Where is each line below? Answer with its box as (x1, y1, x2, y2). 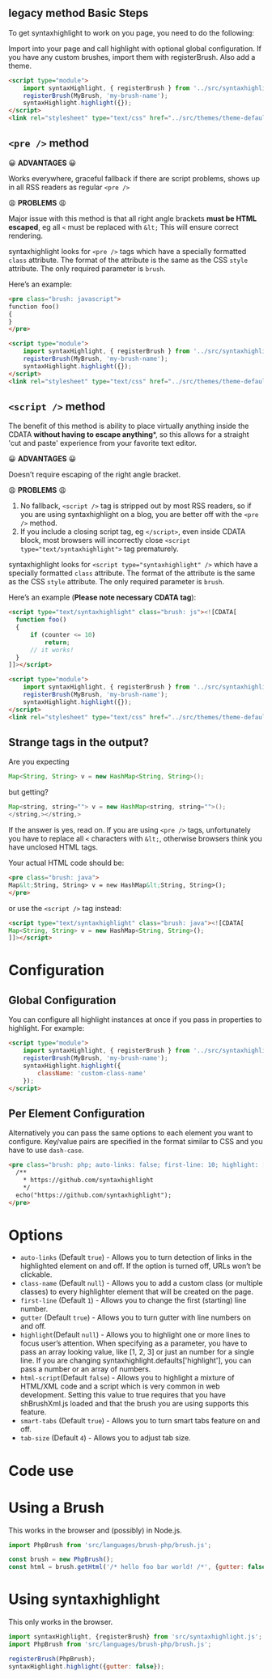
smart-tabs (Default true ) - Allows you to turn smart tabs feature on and (19, 1416, 261, 1426)
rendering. (8, 231, 43, 240)
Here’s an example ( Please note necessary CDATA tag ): (8, 592, 197, 602)
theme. (8, 61, 32, 70)
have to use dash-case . (8, 1145, 84, 1155)
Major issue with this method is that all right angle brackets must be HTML (8, 214, 257, 223)
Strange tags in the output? (8, 736, 150, 749)
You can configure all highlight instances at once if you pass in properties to (8, 1015, 262, 1024)
